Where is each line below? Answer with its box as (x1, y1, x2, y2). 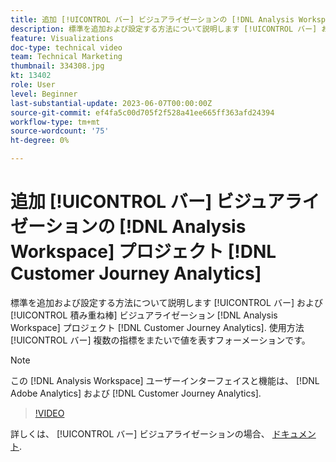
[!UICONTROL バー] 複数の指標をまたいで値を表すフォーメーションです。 (10, 334, 311, 346)
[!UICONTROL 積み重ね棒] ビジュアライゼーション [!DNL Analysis (10, 309, 278, 321)
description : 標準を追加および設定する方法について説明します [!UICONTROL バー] (10, 24, 318, 34)
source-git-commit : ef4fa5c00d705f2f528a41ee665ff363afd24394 (10, 107, 275, 118)
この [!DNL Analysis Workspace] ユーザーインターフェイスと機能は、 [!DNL (10, 374, 320, 386)
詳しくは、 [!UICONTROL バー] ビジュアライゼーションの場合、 (10, 427, 270, 440)
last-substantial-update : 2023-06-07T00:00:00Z (10, 98, 213, 108)
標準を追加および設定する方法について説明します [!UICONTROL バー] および (10, 296, 323, 308)
